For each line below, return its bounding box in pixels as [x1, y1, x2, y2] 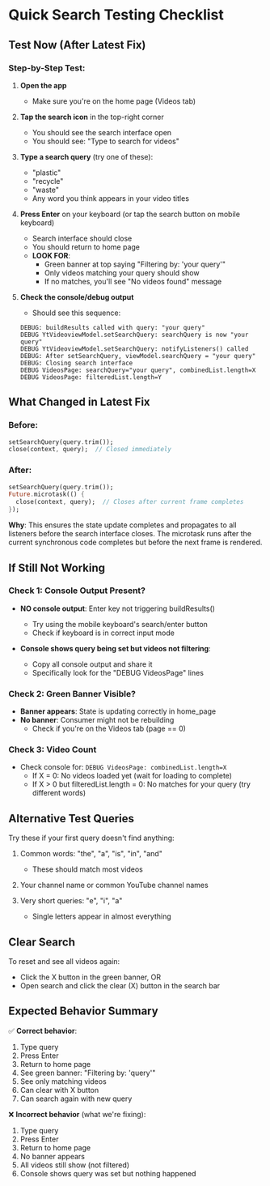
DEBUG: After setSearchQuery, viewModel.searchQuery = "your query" [19, 352, 256, 360]
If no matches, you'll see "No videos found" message [44, 276, 222, 286]
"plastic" [32, 168, 61, 177]
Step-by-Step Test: [8, 62, 86, 74]
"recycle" [32, 176, 64, 186]
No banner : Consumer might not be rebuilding [19, 715, 175, 725]
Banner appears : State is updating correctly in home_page [19, 706, 217, 716]
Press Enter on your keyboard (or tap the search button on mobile [19, 209, 241, 219]
